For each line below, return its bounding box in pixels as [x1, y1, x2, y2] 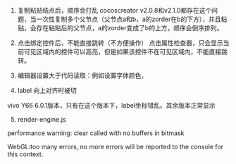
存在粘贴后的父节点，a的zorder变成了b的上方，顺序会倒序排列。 [36, 24, 223, 32]
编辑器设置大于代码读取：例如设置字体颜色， [17, 71, 148, 80]
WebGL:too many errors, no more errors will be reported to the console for [7, 143, 224, 151]
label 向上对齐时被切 [17, 87, 77, 94]
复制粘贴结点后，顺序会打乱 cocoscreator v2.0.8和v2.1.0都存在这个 [17, 6, 212, 14]
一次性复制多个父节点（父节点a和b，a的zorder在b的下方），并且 [36, 15, 221, 23]
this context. [7, 150, 44, 158]
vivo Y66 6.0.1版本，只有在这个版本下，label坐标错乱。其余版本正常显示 [7, 101, 216, 109]
